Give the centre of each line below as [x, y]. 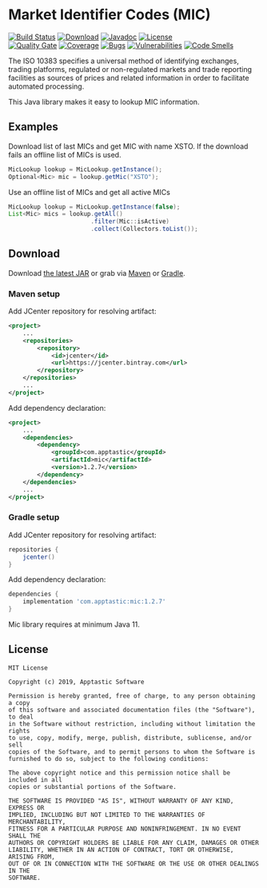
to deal [21, 717]
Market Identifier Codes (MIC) [110, 15]
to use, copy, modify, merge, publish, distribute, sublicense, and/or [130, 738]
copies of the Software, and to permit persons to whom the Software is [132, 752]
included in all [35, 780]
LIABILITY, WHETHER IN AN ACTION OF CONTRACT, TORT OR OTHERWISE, [121, 850]
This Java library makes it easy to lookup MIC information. [104, 102]
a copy [19, 703]
